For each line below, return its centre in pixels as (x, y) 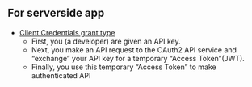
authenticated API (61, 75)
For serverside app (56, 13)
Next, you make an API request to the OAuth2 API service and (134, 50)
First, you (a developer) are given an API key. (106, 41)
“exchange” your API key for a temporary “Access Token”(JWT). (138, 58)
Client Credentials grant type (67, 32)
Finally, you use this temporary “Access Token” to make (124, 67)
